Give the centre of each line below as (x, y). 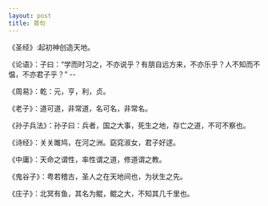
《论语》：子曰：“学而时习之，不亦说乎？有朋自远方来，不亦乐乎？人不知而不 (134, 64)
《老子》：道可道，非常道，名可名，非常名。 (80, 108)
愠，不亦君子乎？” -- (42, 74)
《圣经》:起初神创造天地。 (52, 47)
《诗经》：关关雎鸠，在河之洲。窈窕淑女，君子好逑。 (94, 142)
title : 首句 (27, 23)
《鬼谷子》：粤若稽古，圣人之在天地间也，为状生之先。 (98, 176)
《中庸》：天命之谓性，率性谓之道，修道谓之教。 (87, 159)
